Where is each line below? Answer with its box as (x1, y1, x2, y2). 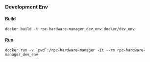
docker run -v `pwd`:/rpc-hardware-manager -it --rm (5, 48, 115, 53)
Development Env (5, 3, 48, 10)
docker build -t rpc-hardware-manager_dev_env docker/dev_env (5, 27, 135, 31)
